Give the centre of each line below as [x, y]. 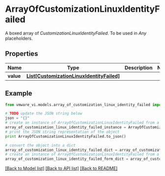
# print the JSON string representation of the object [62, 132]
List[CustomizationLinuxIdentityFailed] [73, 76]
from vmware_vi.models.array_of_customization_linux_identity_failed [78, 105]
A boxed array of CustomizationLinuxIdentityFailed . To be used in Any [76, 33]
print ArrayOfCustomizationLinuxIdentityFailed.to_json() [66, 136]
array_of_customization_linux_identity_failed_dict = [61, 150]
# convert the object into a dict [41, 145]
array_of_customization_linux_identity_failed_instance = [66, 127]
